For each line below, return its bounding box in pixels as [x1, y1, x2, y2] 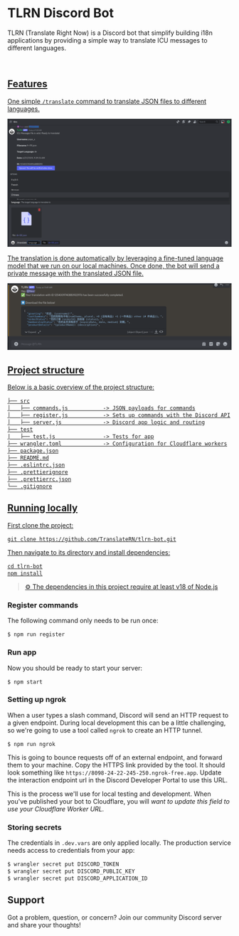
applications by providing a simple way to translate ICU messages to [7, 36, 208, 44]
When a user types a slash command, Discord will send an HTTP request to [7, 711, 229, 719]
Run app [7, 647, 37, 657]
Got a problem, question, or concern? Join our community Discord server [7, 913, 223, 922]
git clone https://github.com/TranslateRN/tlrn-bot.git [7, 536, 176, 543]
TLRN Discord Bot [7, 5, 114, 21]
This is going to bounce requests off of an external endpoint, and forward [7, 752, 223, 762]
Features [7, 78, 48, 90]
